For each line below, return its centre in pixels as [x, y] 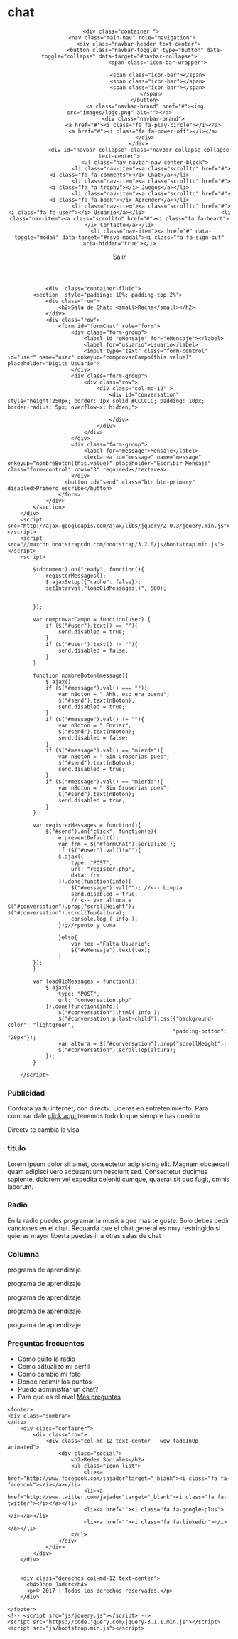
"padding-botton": [200, 1031]
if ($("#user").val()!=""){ [99, 850]
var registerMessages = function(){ [87, 825]
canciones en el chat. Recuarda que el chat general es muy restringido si [114, 1228]
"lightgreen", [54, 1025]
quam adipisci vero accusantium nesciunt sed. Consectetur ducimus [108, 1171]
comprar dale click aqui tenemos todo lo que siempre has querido [104, 1116]
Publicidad [26, 1093]
